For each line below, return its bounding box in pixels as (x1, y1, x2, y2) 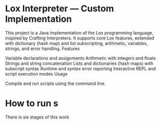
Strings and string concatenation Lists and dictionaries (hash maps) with (5, 60, 154, 66)
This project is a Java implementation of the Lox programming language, (5, 30, 154, 36)
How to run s (5, 98, 59, 109)
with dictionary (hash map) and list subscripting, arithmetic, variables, (5, 40, 148, 46)
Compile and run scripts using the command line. (5, 80, 106, 86)
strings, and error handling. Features (5, 45, 80, 51)
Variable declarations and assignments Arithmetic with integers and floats (5, 55, 156, 61)
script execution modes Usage (5, 71, 68, 77)
